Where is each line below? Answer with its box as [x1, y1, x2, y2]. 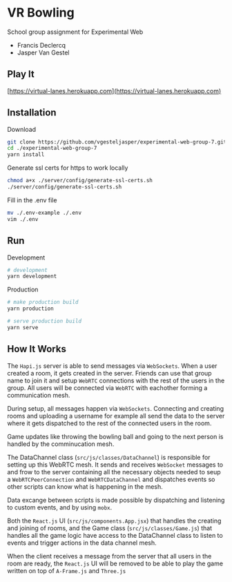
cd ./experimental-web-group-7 [7, 145, 97, 152]
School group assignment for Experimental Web [7, 28, 144, 36]
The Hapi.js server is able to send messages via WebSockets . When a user [7, 361, 217, 370]
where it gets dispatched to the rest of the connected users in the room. [7, 419, 212, 427]
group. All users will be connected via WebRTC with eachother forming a [7, 383, 208, 391]
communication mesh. [7, 391, 70, 399]
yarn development [7, 273, 57, 280]
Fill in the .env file [7, 195, 57, 204]
